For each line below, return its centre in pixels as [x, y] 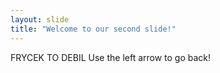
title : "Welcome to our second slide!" [93, 29]
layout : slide [40, 19]
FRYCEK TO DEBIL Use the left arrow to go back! [111, 57]
